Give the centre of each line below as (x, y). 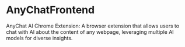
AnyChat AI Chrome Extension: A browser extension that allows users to (93, 26)
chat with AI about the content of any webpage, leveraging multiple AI (90, 32)
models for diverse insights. (39, 38)
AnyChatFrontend (50, 10)
